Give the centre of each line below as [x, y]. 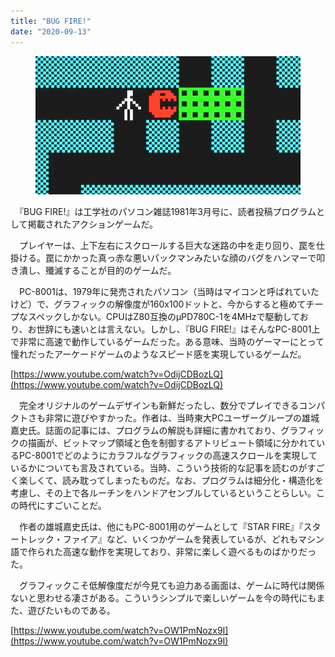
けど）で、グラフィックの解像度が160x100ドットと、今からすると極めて [158, 304]
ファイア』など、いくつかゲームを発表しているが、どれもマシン [193, 539]
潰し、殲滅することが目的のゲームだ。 [97, 271]
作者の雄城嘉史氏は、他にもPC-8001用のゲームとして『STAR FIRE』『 [161, 527]
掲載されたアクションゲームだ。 [93, 224]
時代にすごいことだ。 [62, 506]
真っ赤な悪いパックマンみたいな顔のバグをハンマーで [207, 258]
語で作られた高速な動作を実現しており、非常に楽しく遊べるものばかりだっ [163, 552]
